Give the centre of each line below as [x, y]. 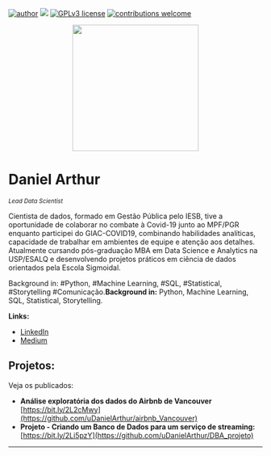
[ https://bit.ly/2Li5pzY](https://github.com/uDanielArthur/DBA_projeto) [137, 435]
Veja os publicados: [41, 385]
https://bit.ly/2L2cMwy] [62, 409]
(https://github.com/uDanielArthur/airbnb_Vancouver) [108, 418]
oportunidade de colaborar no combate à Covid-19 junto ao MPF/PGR [124, 224]
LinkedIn [34, 331]
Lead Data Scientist [35, 201]
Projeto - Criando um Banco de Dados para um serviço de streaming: [138, 426]
